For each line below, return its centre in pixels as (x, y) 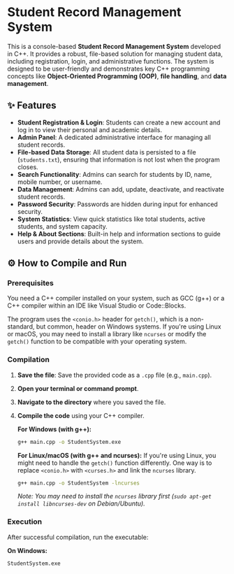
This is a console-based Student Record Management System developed (114, 46)
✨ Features (32, 106)
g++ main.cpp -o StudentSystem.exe (69, 442)
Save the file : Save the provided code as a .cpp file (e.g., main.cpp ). (115, 375)
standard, (21, 327)
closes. (28, 167)
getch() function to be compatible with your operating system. (97, 342)
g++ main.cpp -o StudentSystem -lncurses (79, 483)
